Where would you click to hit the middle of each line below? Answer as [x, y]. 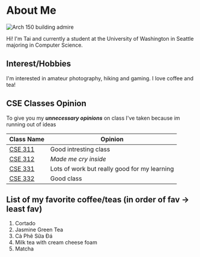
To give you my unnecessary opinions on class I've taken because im [93, 118]
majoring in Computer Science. [44, 45]
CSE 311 [22, 149]
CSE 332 [22, 179]
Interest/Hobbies [39, 64]
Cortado [25, 223]
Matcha [24, 249]
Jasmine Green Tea [39, 230]
